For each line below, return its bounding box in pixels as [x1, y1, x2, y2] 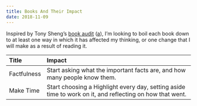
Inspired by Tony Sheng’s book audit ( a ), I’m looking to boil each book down [6, 30, 189, 37]
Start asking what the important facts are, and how [46, 66, 186, 74]
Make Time [9, 86, 40, 94]
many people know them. [46, 73, 116, 82]
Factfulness [9, 69, 41, 77]
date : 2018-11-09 [6, 14, 49, 20]
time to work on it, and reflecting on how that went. [46, 90, 186, 98]
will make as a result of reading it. [6, 42, 87, 50]
